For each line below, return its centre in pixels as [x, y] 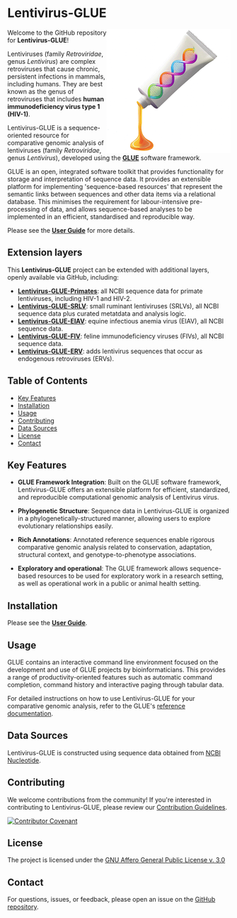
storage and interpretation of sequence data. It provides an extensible [109, 179]
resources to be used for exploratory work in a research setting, [131, 576]
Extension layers [45, 253]
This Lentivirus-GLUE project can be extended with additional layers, [109, 270]
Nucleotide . [24, 760]
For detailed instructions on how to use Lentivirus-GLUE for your [102, 698]
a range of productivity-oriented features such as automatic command [110, 677]
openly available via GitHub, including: [63, 277]
